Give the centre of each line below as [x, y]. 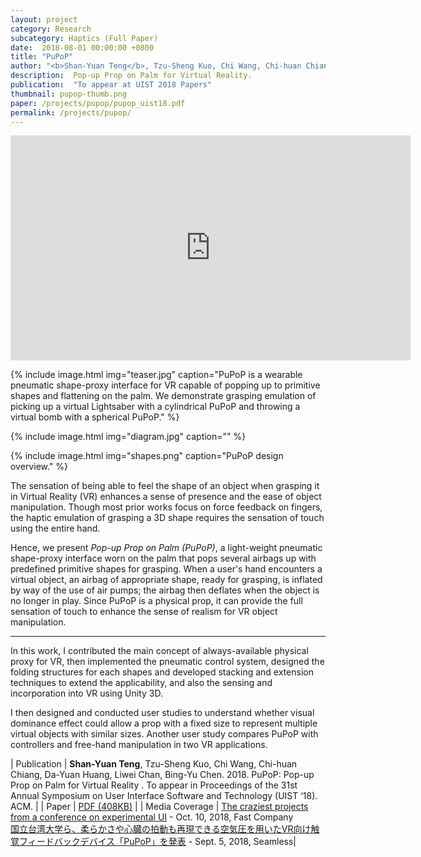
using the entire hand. [55, 528]
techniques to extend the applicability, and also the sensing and [141, 683]
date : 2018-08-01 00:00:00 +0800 [82, 47]
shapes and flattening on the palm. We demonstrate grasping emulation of [163, 396]
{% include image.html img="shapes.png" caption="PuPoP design [147, 456]
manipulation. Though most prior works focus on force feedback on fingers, [166, 507]
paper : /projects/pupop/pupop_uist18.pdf [98, 103]
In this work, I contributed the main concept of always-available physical [159, 651]
